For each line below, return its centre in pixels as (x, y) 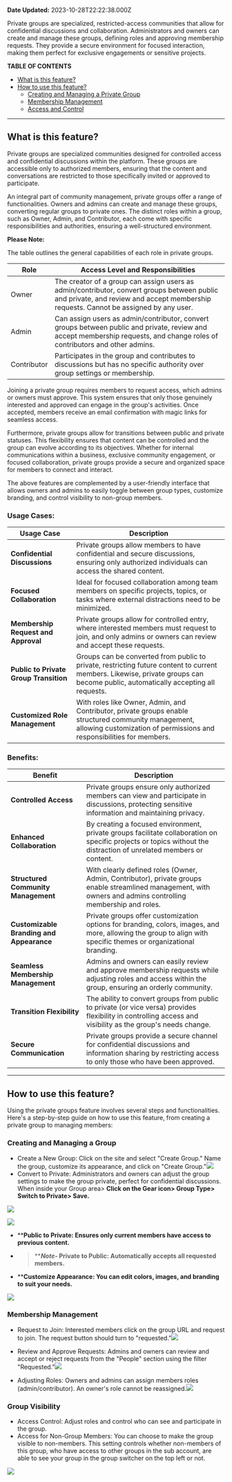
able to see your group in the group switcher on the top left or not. (111, 1458)
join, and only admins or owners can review (146, 637)
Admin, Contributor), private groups (144, 879)
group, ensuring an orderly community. (149, 988)
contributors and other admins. (105, 344)
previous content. (43, 1242)
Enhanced (28, 837)
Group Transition (39, 678)
